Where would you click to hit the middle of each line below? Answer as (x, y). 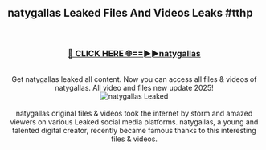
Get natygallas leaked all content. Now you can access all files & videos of (134, 79)
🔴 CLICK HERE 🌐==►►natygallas (134, 53)
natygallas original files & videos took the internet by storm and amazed (134, 114)
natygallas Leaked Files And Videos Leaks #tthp (131, 13)
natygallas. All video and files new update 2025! (134, 88)
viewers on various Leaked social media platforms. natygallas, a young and (134, 122)
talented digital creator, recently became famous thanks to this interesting (134, 131)
